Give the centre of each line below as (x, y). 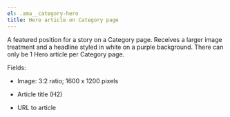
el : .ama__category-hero (43, 13)
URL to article (37, 107)
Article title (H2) (40, 94)
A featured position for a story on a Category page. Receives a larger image (115, 39)
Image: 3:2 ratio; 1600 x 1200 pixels (68, 81)
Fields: (17, 67)
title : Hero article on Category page (63, 20)
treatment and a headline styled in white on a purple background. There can (115, 47)
